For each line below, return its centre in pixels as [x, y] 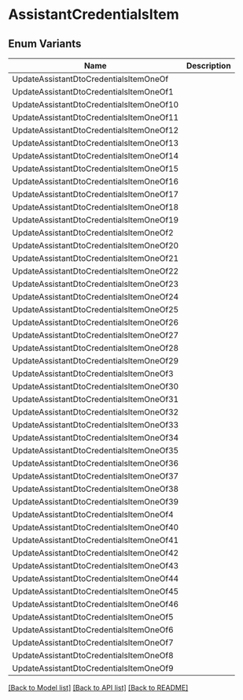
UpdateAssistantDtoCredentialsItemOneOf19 [96, 220]
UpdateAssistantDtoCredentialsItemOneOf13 [96, 143]
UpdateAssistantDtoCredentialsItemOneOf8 [93, 655]
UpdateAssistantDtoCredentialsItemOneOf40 [96, 527]
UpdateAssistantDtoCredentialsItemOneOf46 [96, 604]
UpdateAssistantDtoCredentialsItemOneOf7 [93, 642]
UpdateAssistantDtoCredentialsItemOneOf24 [96, 297]
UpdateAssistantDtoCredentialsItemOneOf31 [96, 399]
